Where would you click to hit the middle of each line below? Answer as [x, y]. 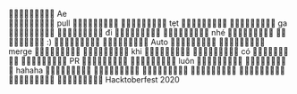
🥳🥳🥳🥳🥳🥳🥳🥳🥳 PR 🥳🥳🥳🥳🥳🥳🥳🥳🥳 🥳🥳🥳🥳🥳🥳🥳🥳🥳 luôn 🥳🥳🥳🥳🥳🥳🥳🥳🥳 [132, 61]
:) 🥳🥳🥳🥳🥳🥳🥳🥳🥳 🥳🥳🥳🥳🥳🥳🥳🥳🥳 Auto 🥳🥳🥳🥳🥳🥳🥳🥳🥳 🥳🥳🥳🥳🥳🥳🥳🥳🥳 [156, 42]
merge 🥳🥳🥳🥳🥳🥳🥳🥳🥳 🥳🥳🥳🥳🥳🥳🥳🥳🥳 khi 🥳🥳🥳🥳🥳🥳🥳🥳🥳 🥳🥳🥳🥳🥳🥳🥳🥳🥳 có [130, 51]
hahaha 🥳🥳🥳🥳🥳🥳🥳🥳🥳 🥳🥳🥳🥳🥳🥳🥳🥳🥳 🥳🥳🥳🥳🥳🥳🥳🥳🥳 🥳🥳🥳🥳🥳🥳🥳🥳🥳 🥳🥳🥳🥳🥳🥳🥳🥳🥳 [150, 70]
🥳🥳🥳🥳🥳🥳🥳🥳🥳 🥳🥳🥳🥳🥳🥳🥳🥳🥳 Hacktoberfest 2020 [94, 79]
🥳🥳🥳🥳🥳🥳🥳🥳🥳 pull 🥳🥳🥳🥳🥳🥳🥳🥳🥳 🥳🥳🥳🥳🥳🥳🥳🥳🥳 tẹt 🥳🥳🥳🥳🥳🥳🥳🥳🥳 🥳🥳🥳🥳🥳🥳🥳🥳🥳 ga [148, 23]
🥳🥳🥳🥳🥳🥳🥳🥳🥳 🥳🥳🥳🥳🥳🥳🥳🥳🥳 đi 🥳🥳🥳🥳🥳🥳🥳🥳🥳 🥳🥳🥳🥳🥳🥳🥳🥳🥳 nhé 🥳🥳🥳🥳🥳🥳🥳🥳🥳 [141, 32]
